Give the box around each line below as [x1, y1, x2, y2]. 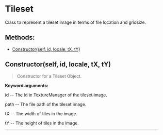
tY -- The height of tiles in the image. [5, 120, 79, 126]
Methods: [5, 33, 35, 42]
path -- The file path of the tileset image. [5, 101, 86, 107]
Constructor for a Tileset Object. [16, 73, 81, 79]
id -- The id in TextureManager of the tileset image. [5, 92, 108, 98]
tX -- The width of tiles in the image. [5, 110, 78, 117]
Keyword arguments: [5, 82, 49, 88]
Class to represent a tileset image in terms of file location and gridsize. [5, 19, 147, 25]
